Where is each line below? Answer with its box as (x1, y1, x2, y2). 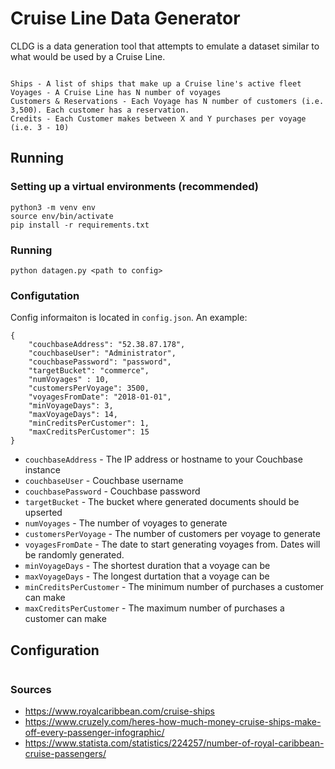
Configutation (10, 288, 80, 302)
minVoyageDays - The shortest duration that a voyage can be (24, 560, 271, 572)
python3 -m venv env (10, 202, 97, 212)
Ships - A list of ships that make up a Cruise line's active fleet (10, 78, 302, 89)
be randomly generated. (24, 549, 125, 561)
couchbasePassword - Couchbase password (24, 485, 201, 497)
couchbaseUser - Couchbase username (24, 475, 184, 487)
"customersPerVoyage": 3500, (28, 383, 150, 394)
